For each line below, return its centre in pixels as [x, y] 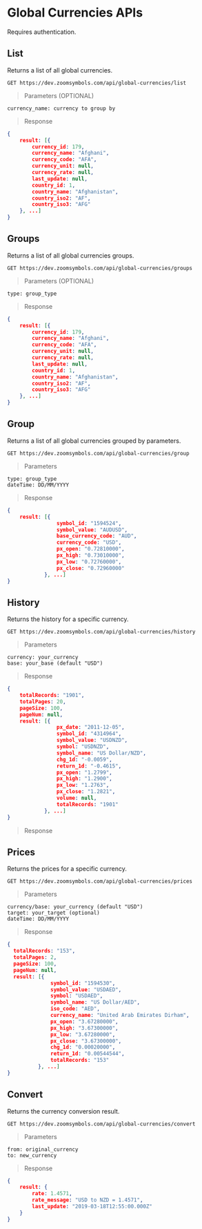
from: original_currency [43, 1149]
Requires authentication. [42, 32]
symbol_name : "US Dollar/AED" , [95, 1002]
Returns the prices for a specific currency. [67, 869]
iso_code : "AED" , [75, 1009]
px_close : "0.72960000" [91, 568]
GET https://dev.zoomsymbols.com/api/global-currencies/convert [101, 1124]
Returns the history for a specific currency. [68, 619]
